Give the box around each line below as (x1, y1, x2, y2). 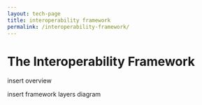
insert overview (7, 76, 52, 85)
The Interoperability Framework (7, 53, 196, 69)
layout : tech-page (7, 10, 61, 17)
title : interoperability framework (7, 17, 111, 24)
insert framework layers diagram (7, 90, 101, 99)
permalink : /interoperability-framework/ (7, 23, 130, 30)
